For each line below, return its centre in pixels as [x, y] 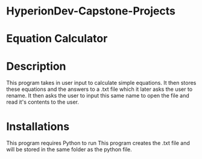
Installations [38, 126]
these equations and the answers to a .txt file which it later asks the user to [99, 89]
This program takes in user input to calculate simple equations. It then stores [101, 83]
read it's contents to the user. [43, 102]
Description [36, 66]
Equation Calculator [57, 39]
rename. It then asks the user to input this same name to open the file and [98, 96]
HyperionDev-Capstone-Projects [91, 11]
